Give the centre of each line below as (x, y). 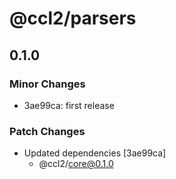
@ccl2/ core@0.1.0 (76, 164)
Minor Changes (47, 84)
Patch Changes (47, 131)
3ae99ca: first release (69, 105)
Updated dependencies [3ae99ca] (95, 153)
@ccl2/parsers (73, 18)
